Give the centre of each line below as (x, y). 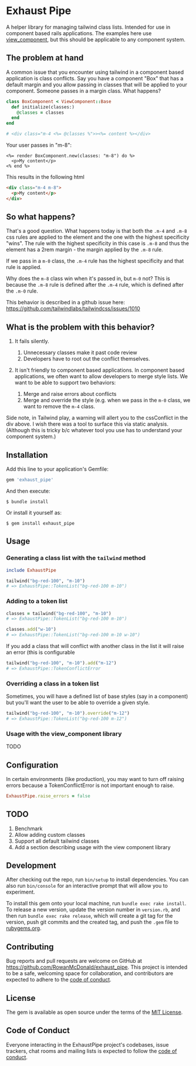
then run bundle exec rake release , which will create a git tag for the (89, 916)
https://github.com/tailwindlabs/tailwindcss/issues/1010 (73, 308)
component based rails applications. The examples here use (79, 33)
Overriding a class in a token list (53, 683)
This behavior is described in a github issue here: (65, 303)
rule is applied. (24, 267)
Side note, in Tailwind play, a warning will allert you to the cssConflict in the (97, 418)
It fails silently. (32, 341)
